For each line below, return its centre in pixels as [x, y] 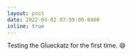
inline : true [26, 26]
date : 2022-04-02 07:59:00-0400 [53, 20]
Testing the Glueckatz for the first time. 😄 [66, 46]
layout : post [26, 13]
